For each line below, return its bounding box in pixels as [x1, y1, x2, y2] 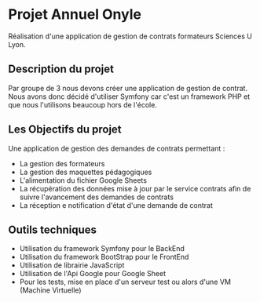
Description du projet [8, 63, 115, 76]
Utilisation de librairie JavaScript [19, 260, 125, 270]
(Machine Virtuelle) [19, 286, 82, 295]
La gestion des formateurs [19, 158, 105, 168]
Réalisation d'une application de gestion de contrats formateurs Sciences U [8, 31, 253, 41]
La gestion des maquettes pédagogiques [19, 167, 152, 176]
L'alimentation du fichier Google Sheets [19, 175, 148, 185]
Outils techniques [8, 223, 97, 236]
